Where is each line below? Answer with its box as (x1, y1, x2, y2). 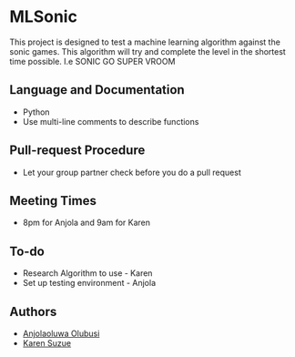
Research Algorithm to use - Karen (22, 268, 153, 279)
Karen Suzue (22, 338, 71, 348)
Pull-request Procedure (9, 143, 146, 158)
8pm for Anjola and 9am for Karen (22, 217, 151, 229)
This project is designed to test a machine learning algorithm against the (9, 36, 280, 47)
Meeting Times (9, 193, 97, 209)
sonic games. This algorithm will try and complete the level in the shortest (9, 46, 287, 56)
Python (22, 107, 50, 117)
